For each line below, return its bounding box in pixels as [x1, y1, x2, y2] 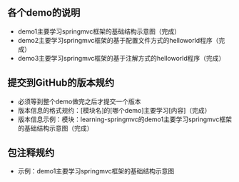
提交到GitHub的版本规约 [7, 77, 115, 89]
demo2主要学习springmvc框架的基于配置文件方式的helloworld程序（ [17, 36, 219, 44]
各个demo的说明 [7, 6, 81, 19]
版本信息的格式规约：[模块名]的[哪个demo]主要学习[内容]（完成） [17, 106, 211, 114]
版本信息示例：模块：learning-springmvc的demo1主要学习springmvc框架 [17, 115, 232, 123]
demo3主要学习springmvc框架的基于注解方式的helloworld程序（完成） [17, 54, 225, 62]
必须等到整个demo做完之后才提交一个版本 [17, 97, 141, 106]
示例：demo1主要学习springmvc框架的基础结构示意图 [17, 167, 175, 176]
